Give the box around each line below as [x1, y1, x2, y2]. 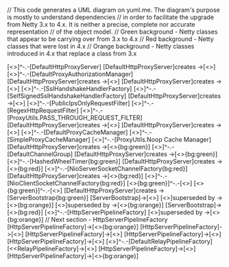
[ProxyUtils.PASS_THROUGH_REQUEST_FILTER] [7, 114, 143, 122]
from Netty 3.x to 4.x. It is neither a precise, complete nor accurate [7, 21, 195, 28]
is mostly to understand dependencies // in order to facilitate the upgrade [7, 13, 215, 21]
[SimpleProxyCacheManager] [7, 136, 91, 143]
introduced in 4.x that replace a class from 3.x [7, 49, 137, 58]
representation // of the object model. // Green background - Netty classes [7, 27, 218, 36]
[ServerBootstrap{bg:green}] [7, 194, 89, 201]
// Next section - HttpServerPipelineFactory [45, 216, 168, 223]
